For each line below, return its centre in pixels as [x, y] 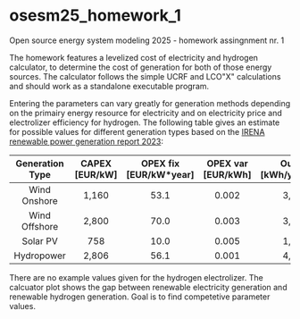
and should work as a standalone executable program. [109, 86]
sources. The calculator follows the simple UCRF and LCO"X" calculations [145, 76]
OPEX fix [161, 164]
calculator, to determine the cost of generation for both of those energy [141, 67]
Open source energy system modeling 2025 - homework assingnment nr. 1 [147, 40]
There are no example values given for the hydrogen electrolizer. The [136, 277]
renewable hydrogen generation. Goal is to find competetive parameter [140, 297]
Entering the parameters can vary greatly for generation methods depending [150, 103]
